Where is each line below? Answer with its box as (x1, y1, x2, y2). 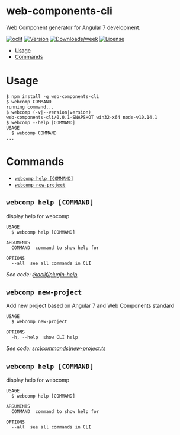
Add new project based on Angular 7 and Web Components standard (6, 302, 175, 310)
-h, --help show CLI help (11, 335, 78, 341)
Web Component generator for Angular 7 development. (6, 24, 141, 31)
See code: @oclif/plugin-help (6, 270, 78, 278)
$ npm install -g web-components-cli (6, 93, 99, 99)
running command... (6, 104, 54, 110)
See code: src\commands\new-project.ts (6, 345, 106, 352)
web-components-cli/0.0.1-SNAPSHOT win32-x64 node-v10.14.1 (6, 114, 158, 120)
